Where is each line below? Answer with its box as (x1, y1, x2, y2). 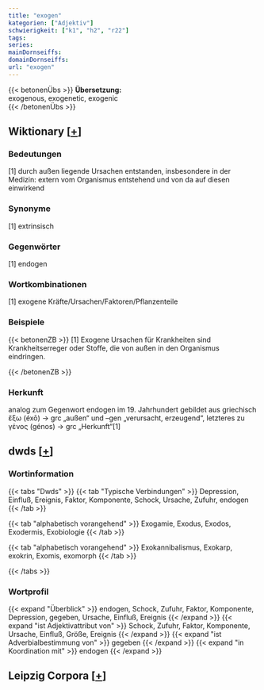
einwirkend (8, 183, 45, 193)
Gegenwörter (8, 241, 61, 252)
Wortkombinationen (8, 278, 87, 289)
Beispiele (8, 316, 45, 328)
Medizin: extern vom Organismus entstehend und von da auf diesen (8, 175, 230, 185)
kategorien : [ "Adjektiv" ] (8, 19, 94, 27)
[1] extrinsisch (8, 221, 54, 231)
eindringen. (8, 351, 46, 361)
